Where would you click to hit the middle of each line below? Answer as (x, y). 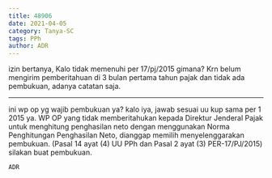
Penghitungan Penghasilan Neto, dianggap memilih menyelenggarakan (126, 135)
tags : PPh (25, 38)
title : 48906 (30, 16)
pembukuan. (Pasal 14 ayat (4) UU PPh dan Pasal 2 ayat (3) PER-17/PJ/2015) (136, 144)
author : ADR (28, 46)
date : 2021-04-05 (38, 23)
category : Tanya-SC (41, 31)
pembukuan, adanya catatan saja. (65, 87)
